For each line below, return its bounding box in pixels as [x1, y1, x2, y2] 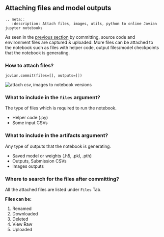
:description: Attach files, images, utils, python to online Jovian [11, 21, 157, 26]
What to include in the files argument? [5, 94, 101, 101]
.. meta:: [5, 17, 26, 22]
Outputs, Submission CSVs [12, 158, 67, 164]
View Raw [12, 221, 33, 227]
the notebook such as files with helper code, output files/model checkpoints [5, 44, 159, 51]
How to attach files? [5, 62, 54, 69]
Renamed [12, 206, 32, 211]
